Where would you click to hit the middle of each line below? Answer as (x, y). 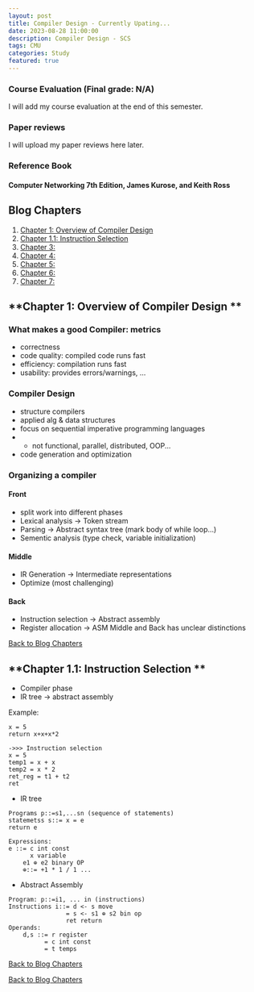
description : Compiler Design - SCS (70, 38)
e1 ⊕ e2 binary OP (53, 863)
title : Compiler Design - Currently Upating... (90, 23)
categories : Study (39, 53)
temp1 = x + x (32, 763)
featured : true (34, 61)
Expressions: (30, 842)
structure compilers (53, 411)
